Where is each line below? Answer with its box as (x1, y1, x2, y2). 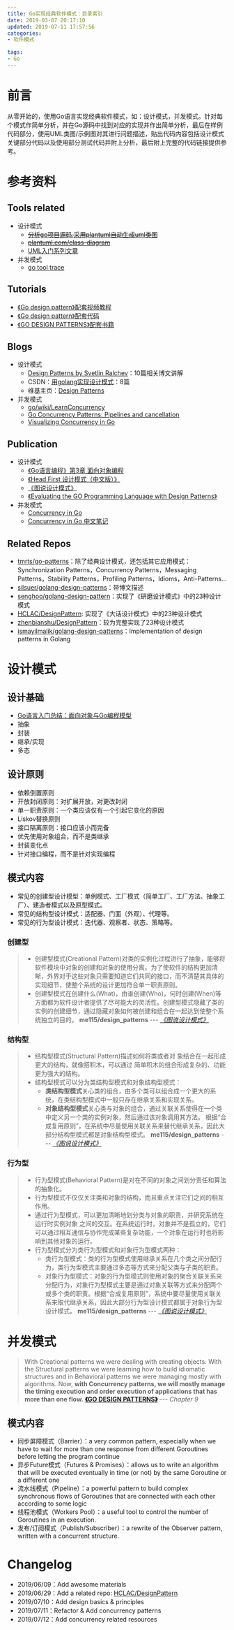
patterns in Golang (17, 635, 71, 643)
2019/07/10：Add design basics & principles (17, 1598, 144, 1606)
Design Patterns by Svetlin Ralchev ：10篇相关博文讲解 (27, 369, 183, 377)
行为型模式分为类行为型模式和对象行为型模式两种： (34, 1245, 182, 1254)
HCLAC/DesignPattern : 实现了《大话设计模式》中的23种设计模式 (17, 609, 203, 618)
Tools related (7, 202, 65, 214)
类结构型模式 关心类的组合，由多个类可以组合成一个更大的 (45, 1087, 210, 1096)
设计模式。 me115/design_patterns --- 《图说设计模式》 (45, 1307, 208, 1315)
